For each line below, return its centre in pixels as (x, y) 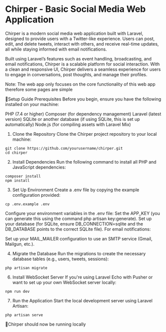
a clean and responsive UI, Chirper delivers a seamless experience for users (83, 69)
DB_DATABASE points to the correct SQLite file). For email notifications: (78, 229)
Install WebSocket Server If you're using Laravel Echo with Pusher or (83, 277)
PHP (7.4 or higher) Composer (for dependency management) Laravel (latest (83, 114)
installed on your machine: (32, 104)
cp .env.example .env (28, 204)
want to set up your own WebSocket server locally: (64, 282)
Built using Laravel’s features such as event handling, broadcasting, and (79, 58)
